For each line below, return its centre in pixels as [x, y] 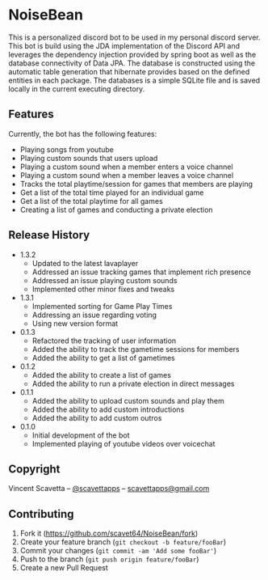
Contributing [41, 514]
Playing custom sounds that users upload [89, 158]
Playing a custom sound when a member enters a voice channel [126, 167]
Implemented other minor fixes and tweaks [103, 289]
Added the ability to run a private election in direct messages [133, 383]
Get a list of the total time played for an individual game [112, 193]
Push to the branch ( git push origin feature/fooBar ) [109, 559]
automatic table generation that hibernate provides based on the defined [129, 71]
